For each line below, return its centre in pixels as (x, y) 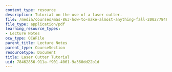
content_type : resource (31, 10)
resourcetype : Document (31, 52)
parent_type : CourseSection (35, 48)
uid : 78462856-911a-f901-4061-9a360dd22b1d (52, 62)
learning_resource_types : (33, 29)
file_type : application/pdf (35, 24)
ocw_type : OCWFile (25, 39)
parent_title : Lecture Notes (36, 43)
